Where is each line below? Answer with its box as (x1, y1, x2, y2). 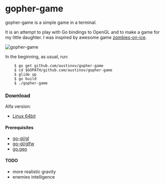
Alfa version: (5, 103, 31, 109)
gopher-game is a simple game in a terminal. (5, 19, 97, 25)
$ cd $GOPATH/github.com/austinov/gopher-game (14, 68, 113, 73)
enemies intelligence (12, 174, 55, 180)
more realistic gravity (12, 169, 56, 175)
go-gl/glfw (12, 141, 35, 147)
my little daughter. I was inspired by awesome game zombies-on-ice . (5, 34, 147, 40)
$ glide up (14, 72, 37, 77)
